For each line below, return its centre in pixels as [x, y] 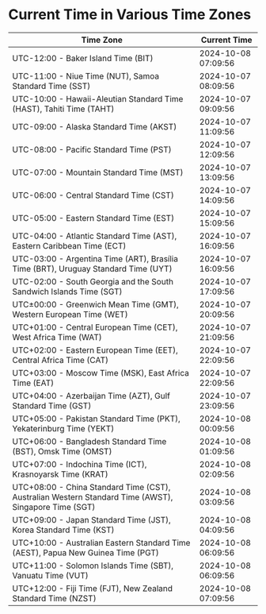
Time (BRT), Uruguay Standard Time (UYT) [92, 268]
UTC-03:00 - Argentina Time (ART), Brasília [95, 258]
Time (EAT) [33, 383]
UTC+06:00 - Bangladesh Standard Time [89, 441]
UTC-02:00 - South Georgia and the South [93, 281]
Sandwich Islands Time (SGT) [67, 292]
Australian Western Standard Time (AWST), [93, 496]
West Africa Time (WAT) [57, 337]
